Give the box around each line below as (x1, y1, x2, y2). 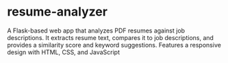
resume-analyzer (7, 4, 108, 20)
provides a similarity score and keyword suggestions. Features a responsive (7, 41, 221, 49)
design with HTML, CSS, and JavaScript (7, 48, 120, 56)
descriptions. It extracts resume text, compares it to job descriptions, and (7, 33, 214, 41)
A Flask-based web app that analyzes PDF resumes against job (7, 26, 186, 35)
